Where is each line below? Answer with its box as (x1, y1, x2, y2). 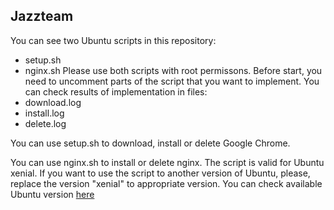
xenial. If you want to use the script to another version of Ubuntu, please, (10, 167, 311, 179)
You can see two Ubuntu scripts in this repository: (10, 34, 217, 46)
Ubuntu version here (10, 188, 95, 200)
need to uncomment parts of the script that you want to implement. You (24, 75, 320, 87)
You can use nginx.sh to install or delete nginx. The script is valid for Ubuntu (10, 156, 325, 168)
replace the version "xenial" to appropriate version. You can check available (10, 177, 323, 189)
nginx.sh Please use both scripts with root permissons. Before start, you (24, 64, 323, 76)
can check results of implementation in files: (24, 85, 208, 98)
